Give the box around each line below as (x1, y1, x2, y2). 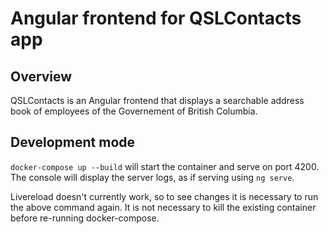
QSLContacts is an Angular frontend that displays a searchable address (10, 95, 305, 106)
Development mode (10, 134, 136, 151)
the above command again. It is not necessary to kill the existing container (10, 201, 317, 213)
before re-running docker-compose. (10, 212, 160, 224)
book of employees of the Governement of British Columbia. (10, 105, 258, 117)
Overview (10, 68, 73, 85)
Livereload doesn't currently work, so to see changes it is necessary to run (10, 190, 319, 202)
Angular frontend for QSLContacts (10, 7, 302, 30)
